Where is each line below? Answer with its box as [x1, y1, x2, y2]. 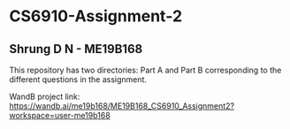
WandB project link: [9, 91, 80, 102]
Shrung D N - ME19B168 [9, 42, 143, 57]
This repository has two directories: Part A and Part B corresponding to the [9, 64, 282, 75]
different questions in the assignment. [9, 74, 148, 85]
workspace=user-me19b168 [9, 110, 111, 120]
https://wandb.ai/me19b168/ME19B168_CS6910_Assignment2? [9, 101, 235, 111]
